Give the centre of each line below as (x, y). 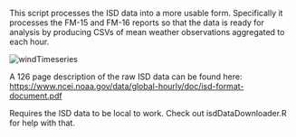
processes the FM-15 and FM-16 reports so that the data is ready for (137, 23)
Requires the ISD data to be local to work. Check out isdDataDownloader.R (148, 113)
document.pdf (36, 96)
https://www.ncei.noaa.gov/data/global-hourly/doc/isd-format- (127, 86)
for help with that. (42, 123)
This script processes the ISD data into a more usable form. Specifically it (146, 13)
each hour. (29, 41)
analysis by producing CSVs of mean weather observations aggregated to (147, 32)
